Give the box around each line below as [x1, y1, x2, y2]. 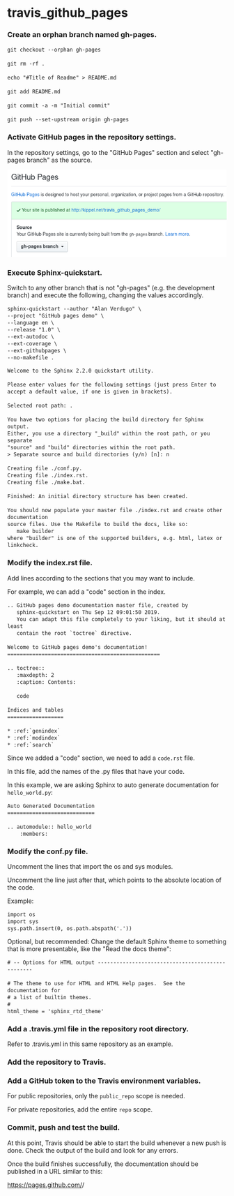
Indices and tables [7, 706, 64, 713]
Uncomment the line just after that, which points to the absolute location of [7, 876, 221, 884]
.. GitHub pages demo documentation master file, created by [7, 601, 189, 608]
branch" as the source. [26, 156, 93, 164]
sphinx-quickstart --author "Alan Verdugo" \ [7, 306, 141, 313]
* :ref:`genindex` [7, 727, 61, 734]
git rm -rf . [7, 61, 45, 68]
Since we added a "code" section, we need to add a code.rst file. [7, 754, 195, 762]
